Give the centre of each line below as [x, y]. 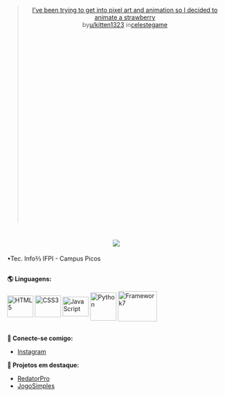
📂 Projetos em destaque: [43, 365]
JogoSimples [36, 386]
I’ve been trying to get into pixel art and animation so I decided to [125, 10]
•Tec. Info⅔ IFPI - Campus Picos [54, 258]
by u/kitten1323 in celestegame [125, 25]
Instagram [31, 351]
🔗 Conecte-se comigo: [40, 338]
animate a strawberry [125, 17]
